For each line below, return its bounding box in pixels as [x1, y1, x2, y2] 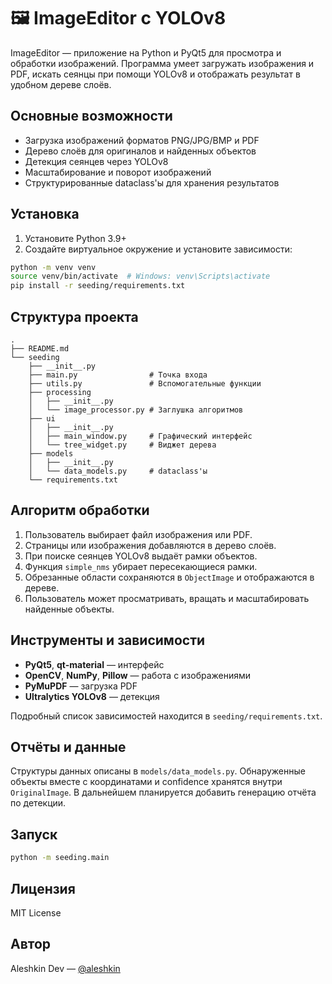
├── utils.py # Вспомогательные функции [28, 379, 262, 389]
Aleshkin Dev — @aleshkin [10, 962, 121, 974]
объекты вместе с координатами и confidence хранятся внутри [10, 776, 283, 788]
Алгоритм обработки [10, 502, 150, 519]
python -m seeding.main [10, 853, 110, 863]
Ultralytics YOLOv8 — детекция [24, 690, 160, 702]
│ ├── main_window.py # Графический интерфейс [28, 431, 253, 441]
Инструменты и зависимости [10, 632, 206, 649]
